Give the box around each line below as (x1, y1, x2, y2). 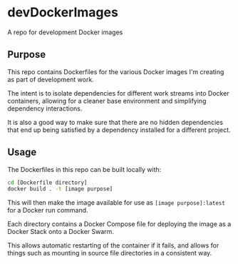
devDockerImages (7, 4, 119, 21)
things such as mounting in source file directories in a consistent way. (7, 249, 212, 258)
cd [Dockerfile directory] (7, 179, 88, 186)
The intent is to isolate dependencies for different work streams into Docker (7, 88, 229, 97)
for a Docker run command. (7, 206, 88, 215)
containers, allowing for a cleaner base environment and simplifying (7, 96, 207, 105)
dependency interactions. (7, 104, 83, 113)
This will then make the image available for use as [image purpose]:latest (7, 198, 226, 207)
